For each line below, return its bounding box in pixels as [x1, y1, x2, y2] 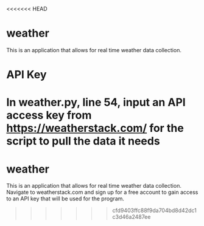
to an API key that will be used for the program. [6, 195, 125, 202]
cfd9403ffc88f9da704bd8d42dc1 [112, 207, 197, 214]
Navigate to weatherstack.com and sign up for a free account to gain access [6, 188, 199, 196]
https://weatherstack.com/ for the [6, 122, 184, 135]
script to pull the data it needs [6, 134, 160, 148]
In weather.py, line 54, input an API [6, 95, 186, 109]
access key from [6, 109, 92, 122]
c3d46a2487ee [112, 213, 151, 221]
